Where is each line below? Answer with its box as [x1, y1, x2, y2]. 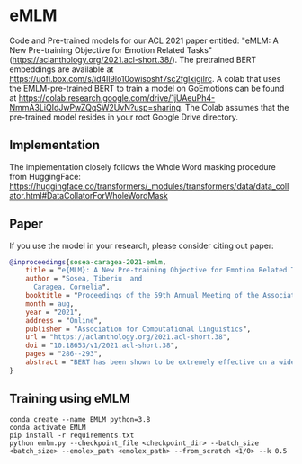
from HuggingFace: [9, 171, 81, 182]
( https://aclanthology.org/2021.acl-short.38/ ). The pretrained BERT [9, 54, 257, 65]
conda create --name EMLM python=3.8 [9, 415, 151, 424]
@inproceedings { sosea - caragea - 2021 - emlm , [9, 257, 167, 266]
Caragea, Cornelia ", [32, 282, 111, 292]
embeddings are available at [9, 64, 114, 75]
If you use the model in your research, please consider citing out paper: [9, 240, 274, 251]
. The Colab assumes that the [180, 102, 289, 112]
